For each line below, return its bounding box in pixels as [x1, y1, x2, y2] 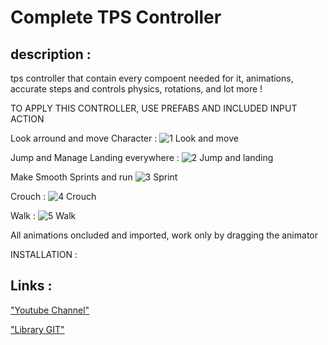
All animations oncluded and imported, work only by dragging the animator [10, 229, 318, 241]
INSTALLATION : [10, 249, 78, 260]
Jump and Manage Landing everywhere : [10, 152, 180, 163]
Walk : [10, 210, 36, 221]
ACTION [10, 113, 45, 125]
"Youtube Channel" [10, 304, 90, 316]
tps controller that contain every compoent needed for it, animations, [10, 72, 294, 84]
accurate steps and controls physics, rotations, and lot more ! [10, 83, 263, 95]
